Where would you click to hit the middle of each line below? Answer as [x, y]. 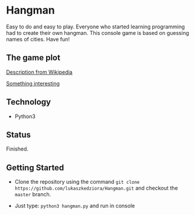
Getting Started [35, 167]
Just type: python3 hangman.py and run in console [75, 206]
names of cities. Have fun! [38, 39]
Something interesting [33, 83]
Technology [29, 102]
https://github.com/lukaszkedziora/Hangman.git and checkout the [96, 188]
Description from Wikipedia [39, 72]
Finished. [17, 149]
